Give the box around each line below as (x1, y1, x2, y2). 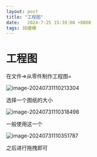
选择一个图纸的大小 (6, 96, 53, 103)
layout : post (6, 8, 38, 15)
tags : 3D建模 (6, 25, 37, 31)
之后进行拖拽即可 (6, 145, 48, 152)
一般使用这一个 (6, 121, 43, 128)
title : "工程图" (6, 14, 44, 20)
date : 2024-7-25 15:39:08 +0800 (6, 19, 92, 25)
